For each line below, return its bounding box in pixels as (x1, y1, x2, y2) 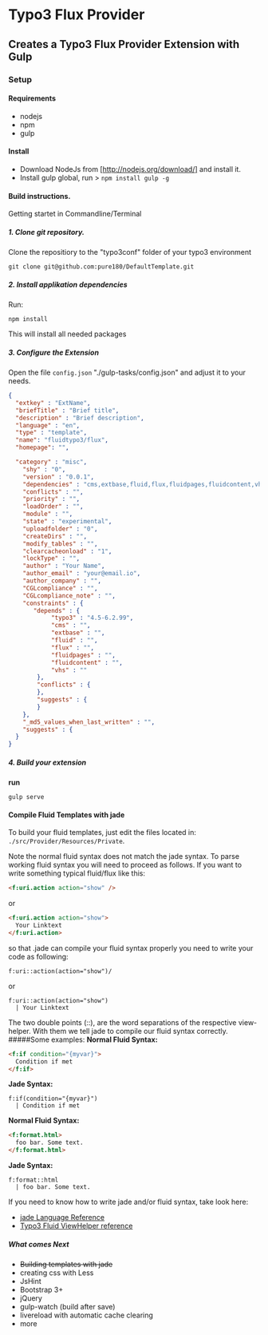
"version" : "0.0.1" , (22, 473, 94, 481)
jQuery (19, 1293, 42, 1303)
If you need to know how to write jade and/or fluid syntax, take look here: (8, 1197, 249, 1207)
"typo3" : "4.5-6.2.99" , (50, 614, 134, 622)
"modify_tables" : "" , (22, 539, 98, 548)
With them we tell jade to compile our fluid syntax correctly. (32, 1026, 229, 1035)
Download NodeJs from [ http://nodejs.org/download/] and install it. (19, 164, 242, 173)
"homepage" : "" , (15, 443, 69, 452)
